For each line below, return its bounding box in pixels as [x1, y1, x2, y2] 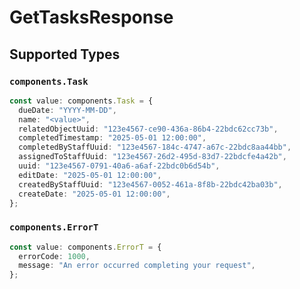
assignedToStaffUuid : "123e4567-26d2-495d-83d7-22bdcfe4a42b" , [18, 152, 287, 162]
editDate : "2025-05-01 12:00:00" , [18, 170, 162, 180]
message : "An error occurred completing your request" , [18, 261, 256, 271]
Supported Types [9, 46, 121, 63]
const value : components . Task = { [9, 96, 154, 106]
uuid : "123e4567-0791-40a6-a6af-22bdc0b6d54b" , [18, 161, 221, 171]
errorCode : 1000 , [18, 251, 91, 261]
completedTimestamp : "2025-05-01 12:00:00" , [18, 133, 207, 143]
